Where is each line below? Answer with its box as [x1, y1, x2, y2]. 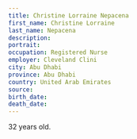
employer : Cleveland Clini [8, 56, 97, 64]
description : [8, 33, 51, 42]
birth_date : [8, 93, 48, 101]
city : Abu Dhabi [8, 64, 62, 71]
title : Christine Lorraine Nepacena [8, 11, 129, 20]
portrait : [8, 41, 41, 49]
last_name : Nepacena [8, 26, 77, 34]
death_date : [8, 100, 48, 108]
